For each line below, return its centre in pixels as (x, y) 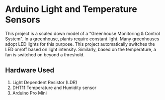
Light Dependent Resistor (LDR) (45, 82)
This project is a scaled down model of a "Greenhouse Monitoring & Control (82, 33)
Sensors (23, 20)
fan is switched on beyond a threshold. (45, 54)
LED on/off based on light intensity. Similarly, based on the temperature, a (81, 49)
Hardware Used (30, 70)
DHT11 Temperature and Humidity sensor (54, 88)
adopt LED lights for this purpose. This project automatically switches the (80, 44)
